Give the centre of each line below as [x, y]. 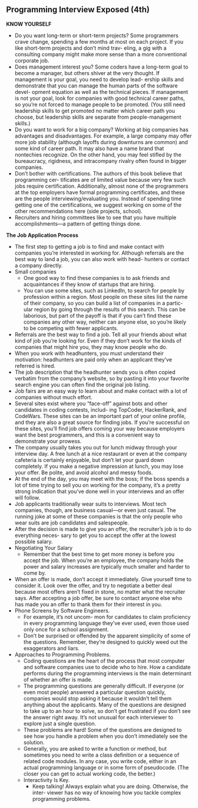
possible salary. [34, 541]
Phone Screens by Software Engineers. [62, 610]
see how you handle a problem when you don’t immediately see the [105, 736]
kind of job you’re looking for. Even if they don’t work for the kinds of [98, 341]
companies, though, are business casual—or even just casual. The [95, 510]
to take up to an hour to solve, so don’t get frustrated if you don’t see [107, 711]
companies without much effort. [53, 397]
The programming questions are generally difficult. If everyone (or [104, 686]
